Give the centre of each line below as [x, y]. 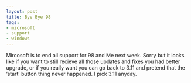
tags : [13, 22]
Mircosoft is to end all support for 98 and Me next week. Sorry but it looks [95, 55]
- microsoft [21, 28]
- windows [18, 39]
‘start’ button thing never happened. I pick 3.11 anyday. [71, 74]
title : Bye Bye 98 [28, 17]
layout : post [22, 11]
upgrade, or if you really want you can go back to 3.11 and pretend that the [96, 68]
